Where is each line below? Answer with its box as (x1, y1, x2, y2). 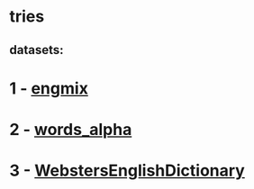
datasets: (9, 42, 64, 58)
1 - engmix (9, 78, 88, 98)
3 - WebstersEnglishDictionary (9, 160, 245, 181)
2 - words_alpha (9, 119, 132, 139)
